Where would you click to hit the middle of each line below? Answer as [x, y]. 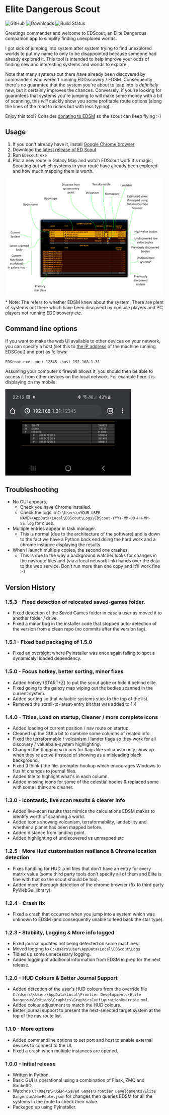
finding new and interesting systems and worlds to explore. [67, 64]
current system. [29, 693]
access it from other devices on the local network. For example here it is [80, 376]
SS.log [27, 524]
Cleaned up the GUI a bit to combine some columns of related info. [81, 733]
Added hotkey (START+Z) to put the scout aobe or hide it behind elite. [85, 683]
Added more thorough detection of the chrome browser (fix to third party [88, 885]
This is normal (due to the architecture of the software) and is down [90, 534]
